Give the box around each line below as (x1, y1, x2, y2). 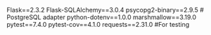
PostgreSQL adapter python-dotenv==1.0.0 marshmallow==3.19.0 (6, 13, 196, 21)
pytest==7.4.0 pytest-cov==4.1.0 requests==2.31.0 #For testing (6, 21, 190, 28)
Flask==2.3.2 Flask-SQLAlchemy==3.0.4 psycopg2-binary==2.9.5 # (6, 6, 205, 14)
